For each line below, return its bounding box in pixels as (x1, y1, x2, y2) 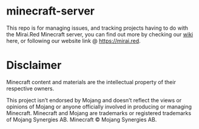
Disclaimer (6, 59, 62, 72)
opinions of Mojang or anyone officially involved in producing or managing (6, 103, 192, 110)
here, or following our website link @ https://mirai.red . (6, 37, 141, 44)
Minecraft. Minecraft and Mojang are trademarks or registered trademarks (6, 109, 192, 116)
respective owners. (6, 85, 55, 92)
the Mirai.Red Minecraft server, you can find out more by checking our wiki (6, 30, 193, 38)
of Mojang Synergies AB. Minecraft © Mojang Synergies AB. (6, 116, 157, 123)
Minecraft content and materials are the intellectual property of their (6, 78, 176, 85)
